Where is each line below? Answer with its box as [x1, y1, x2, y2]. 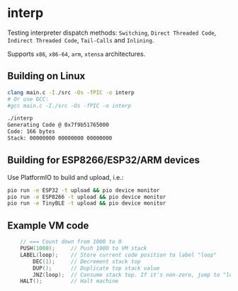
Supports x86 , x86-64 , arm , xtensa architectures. [7, 50, 146, 58]
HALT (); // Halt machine [20, 278, 119, 285]
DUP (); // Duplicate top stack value [33, 264, 160, 272]
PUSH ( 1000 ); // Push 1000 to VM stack [20, 245, 147, 252]
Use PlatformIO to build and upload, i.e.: [7, 173, 124, 181]
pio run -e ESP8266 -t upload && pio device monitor [7, 193, 166, 200]
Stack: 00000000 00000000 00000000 [7, 135, 113, 142]
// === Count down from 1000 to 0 [20, 239, 122, 246]
